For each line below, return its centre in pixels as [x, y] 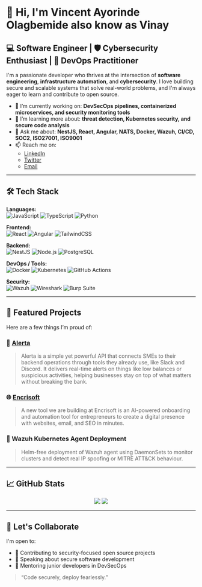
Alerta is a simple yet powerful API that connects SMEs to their [98, 356]
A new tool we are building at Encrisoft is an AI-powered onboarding [106, 410]
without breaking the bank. [54, 381]
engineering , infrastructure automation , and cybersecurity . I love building [100, 81]
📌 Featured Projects [44, 313]
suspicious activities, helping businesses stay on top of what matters [106, 375]
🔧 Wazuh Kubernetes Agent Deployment [66, 439]
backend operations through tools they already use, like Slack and [103, 362]
